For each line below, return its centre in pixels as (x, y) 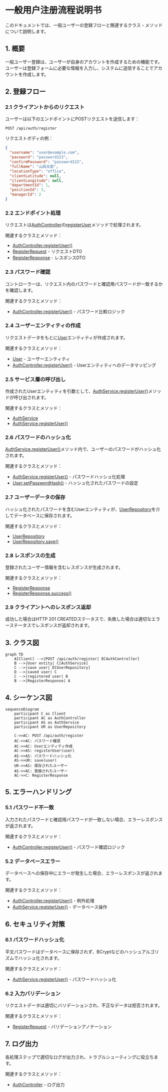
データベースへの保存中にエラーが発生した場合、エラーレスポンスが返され (82, 873)
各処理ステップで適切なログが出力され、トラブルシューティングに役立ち (79, 1057)
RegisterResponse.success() (42, 593)
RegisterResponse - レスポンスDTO (49, 258)
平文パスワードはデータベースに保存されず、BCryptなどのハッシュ (73, 952)
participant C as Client (40, 713)
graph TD (14, 655)
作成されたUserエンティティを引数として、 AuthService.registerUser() (77, 391)
